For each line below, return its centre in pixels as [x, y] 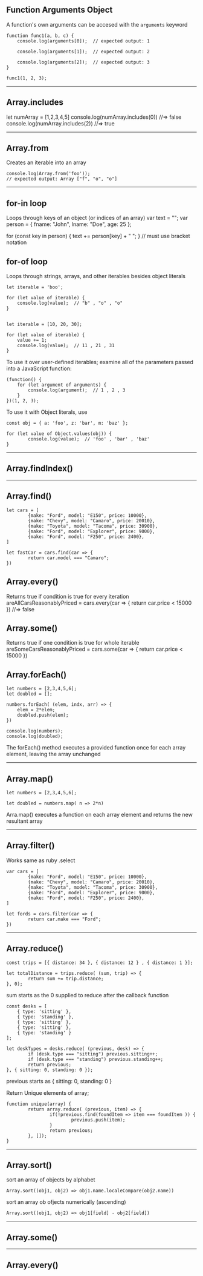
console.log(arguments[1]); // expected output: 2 [83, 52]
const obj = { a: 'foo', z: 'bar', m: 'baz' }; [67, 424]
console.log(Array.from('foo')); [48, 174]
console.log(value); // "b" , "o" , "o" [70, 303]
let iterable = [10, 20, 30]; [44, 324]
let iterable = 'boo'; [35, 287]
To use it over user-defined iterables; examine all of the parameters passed [100, 362]
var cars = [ [23, 871]
